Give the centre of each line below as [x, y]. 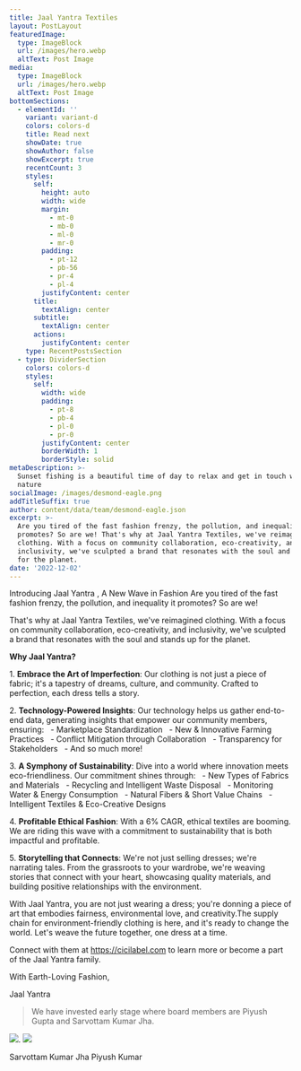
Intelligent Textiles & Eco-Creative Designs [88, 805]
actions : [49, 335]
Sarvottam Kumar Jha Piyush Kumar [76, 1057]
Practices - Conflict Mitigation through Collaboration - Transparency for [146, 739]
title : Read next [58, 135]
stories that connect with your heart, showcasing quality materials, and [140, 877]
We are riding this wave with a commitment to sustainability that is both [141, 832]
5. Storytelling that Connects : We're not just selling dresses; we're [133, 858]
